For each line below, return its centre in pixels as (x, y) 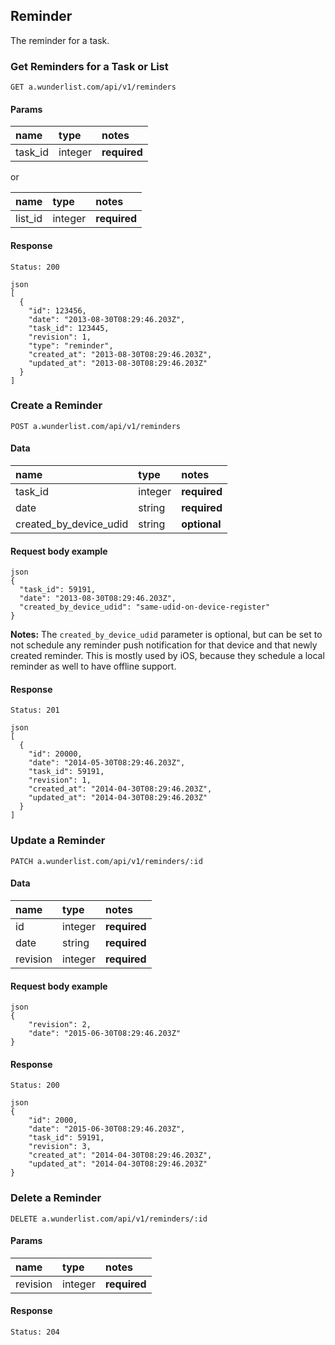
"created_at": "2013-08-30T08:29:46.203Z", (120, 354)
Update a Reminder (58, 841)
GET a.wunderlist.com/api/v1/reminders (93, 87)
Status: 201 (35, 710)
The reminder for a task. (60, 40)
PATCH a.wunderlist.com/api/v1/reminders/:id (106, 861)
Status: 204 (35, 1332)
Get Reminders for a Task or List (89, 66)
